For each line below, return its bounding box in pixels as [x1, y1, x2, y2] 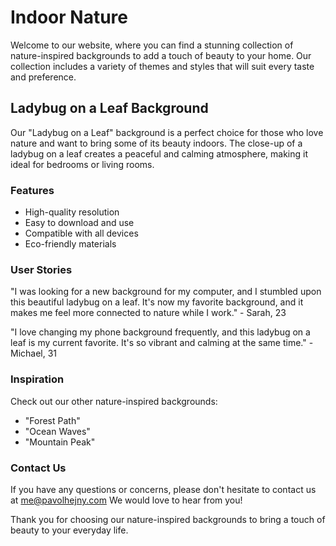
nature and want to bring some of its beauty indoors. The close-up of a [10, 137, 303, 149]
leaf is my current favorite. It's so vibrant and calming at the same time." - [10, 337, 314, 349]
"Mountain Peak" [24, 436, 96, 448]
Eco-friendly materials [24, 238, 117, 250]
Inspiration [10, 372, 65, 386]
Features [10, 183, 55, 197]
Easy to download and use [24, 217, 135, 229]
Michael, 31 [10, 347, 58, 360]
